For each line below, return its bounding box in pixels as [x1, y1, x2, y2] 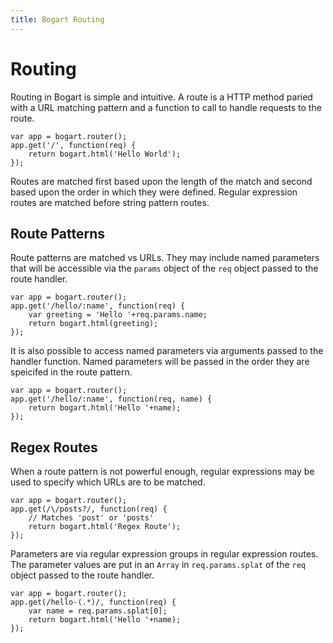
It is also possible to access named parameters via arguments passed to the [10, 345, 324, 357]
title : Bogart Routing [10, 14, 105, 25]
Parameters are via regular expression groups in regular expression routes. [10, 548, 319, 560]
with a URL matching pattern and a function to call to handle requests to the [10, 101, 322, 113]
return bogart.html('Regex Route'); [28, 522, 182, 532]
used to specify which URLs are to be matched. [10, 476, 206, 488]
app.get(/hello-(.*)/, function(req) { [10, 597, 177, 608]
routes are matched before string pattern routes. [10, 196, 210, 208]
